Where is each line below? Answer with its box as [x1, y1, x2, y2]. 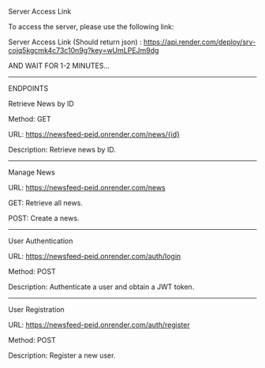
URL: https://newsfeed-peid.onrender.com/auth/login [8, 252, 181, 261]
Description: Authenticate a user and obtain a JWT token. [8, 282, 195, 291]
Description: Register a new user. [8, 351, 116, 360]
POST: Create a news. [8, 213, 80, 223]
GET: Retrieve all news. [8, 198, 83, 208]
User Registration [8, 305, 65, 314]
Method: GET [8, 115, 51, 123]
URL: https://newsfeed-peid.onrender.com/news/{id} [8, 130, 180, 139]
